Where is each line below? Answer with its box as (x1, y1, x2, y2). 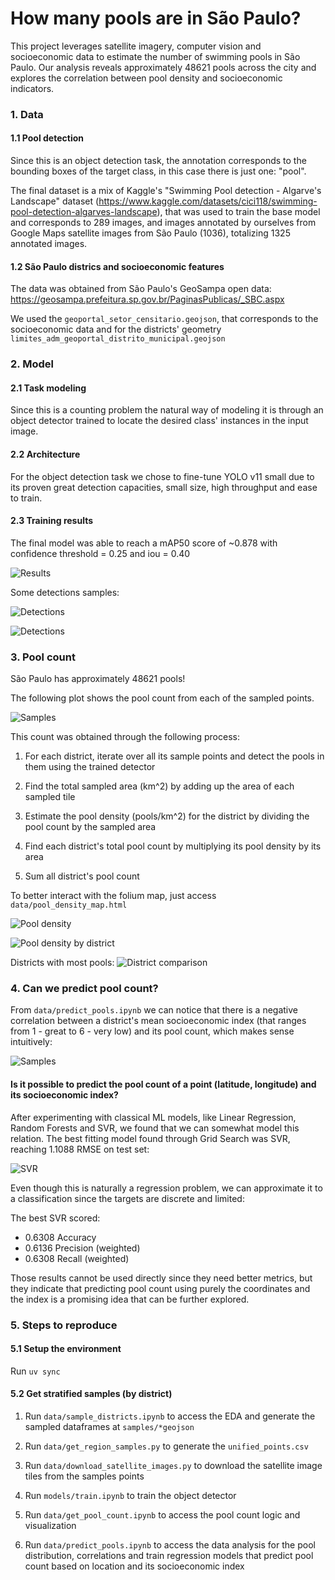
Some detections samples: (10, 586, 120, 598)
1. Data (10, 107, 44, 121)
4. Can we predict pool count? (10, 982, 159, 996)
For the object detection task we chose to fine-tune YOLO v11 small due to (10, 470, 315, 482)
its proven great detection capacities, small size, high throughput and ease (10, 481, 318, 493)
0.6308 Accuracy (24, 1231, 97, 1243)
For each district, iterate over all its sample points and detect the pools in (24, 750, 325, 762)
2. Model (10, 357, 54, 371)
